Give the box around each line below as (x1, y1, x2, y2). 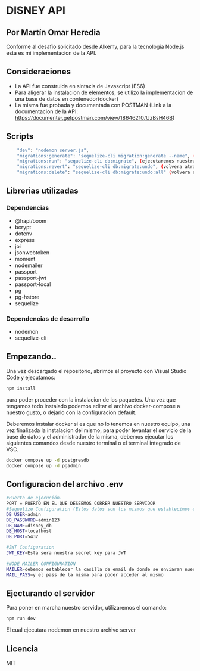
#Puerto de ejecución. (6, 495, 62, 501)
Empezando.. (6, 352, 57, 362)
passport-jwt (14, 274, 46, 281)
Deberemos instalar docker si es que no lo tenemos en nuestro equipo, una (6, 420, 190, 427)
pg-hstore (14, 293, 40, 300)
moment (14, 255, 36, 262)
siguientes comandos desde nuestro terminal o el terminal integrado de (6, 439, 182, 446)
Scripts (6, 132, 34, 142)
